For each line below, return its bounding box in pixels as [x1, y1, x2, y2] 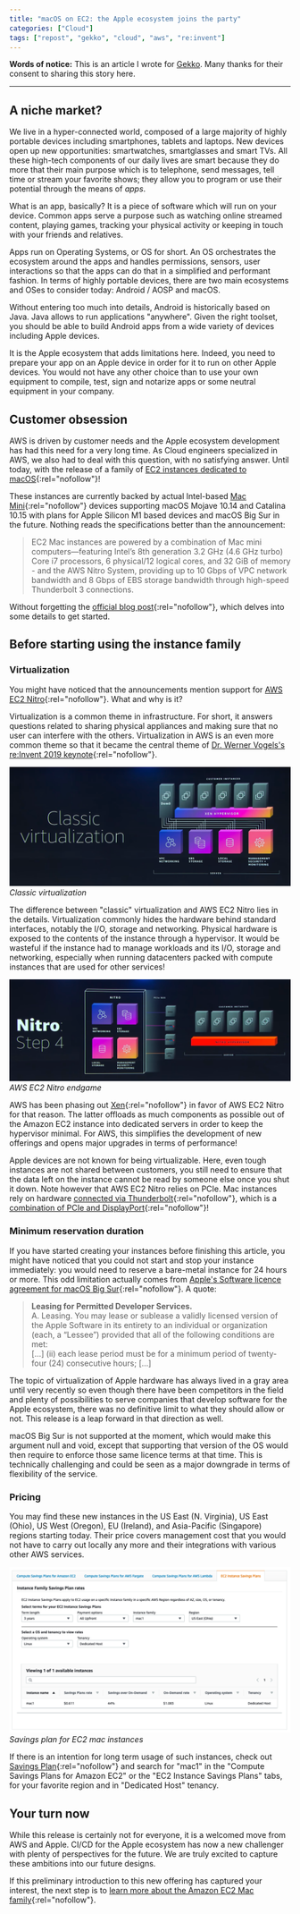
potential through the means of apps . [9, 183, 146, 194]
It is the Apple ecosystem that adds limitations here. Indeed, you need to [9, 348, 276, 359]
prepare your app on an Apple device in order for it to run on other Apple [9, 358, 277, 368]
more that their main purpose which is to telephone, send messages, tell [9, 165, 275, 175]
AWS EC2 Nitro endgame [9, 1082, 103, 1093]
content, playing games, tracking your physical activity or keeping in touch [9, 220, 284, 231]
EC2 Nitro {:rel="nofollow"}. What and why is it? [9, 693, 183, 704]
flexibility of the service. [9, 1468, 98, 1479]
